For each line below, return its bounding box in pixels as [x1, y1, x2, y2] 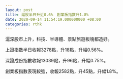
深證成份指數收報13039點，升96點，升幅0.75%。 [5, 58, 109, 64]
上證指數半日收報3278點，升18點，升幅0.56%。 [5, 47, 106, 53]
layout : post [5, 7, 33, 13]
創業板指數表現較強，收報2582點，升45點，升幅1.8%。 [5, 68, 121, 74]
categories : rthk [5, 21, 42, 27]
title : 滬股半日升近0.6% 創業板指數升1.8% [5, 12, 89, 17]
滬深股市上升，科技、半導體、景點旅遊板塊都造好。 [5, 36, 112, 42]
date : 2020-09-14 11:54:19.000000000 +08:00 [5, 17, 101, 22]
